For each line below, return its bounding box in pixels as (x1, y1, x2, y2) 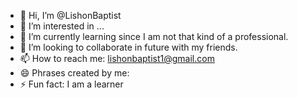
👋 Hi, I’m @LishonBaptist (19, 10, 122, 21)
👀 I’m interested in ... (19, 20, 105, 32)
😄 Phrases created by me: (19, 67, 130, 79)
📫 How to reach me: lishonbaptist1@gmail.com (19, 53, 215, 64)
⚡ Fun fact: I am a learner (19, 78, 124, 90)
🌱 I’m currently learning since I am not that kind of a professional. (19, 31, 289, 42)
